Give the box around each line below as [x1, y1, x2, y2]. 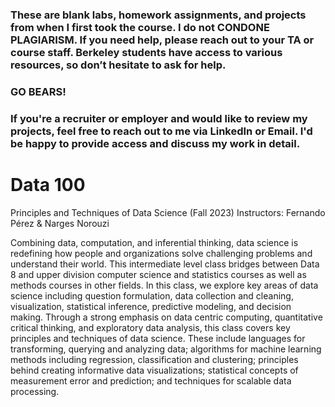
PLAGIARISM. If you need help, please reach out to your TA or [10, 33, 315, 47]
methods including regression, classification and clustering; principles [10, 353, 299, 365]
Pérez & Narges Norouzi [10, 217, 110, 229]
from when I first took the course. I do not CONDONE [10, 20, 270, 34]
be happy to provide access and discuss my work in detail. [10, 136, 301, 150]
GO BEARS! [10, 84, 67, 98]
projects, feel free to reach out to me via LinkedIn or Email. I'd [10, 124, 313, 138]
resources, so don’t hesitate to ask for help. [10, 58, 227, 72]
